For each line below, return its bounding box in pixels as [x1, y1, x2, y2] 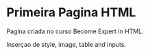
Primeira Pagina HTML [6, 5, 136, 20]
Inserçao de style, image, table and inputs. [6, 40, 127, 48]
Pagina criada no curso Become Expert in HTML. [6, 27, 145, 35]
